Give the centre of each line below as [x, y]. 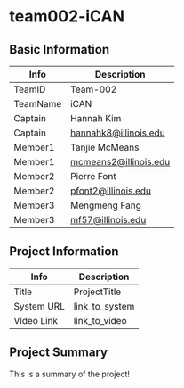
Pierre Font [93, 176]
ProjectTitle [97, 292]
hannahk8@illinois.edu [118, 133]
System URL [39, 306]
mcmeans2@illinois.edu [120, 162]
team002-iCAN [67, 17]
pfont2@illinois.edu [111, 191]
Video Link [36, 320]
